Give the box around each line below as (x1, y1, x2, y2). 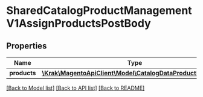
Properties (6, 41, 47, 51)
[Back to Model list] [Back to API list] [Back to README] (6, 84, 145, 92)
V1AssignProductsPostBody (6, 16, 151, 30)
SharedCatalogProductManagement (6, 4, 192, 18)
